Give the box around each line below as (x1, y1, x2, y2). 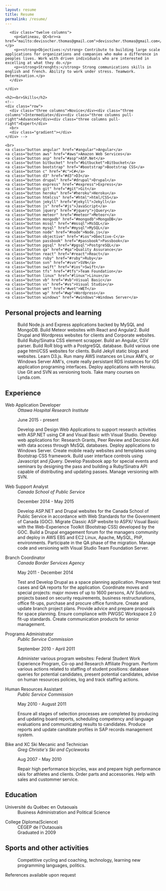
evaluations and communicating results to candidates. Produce (17, 721, 146, 727)
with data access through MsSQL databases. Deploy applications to (17, 442, 156, 448)
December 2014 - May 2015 (17, 498, 74, 504)
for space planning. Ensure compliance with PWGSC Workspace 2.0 (17, 611, 157, 617)
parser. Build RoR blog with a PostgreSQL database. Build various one (17, 343, 160, 349)
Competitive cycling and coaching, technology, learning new (17, 857, 141, 863)
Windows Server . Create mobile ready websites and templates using (17, 448, 157, 453)
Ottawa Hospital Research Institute (17, 408, 89, 413)
